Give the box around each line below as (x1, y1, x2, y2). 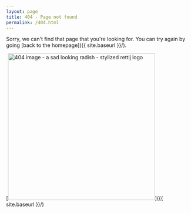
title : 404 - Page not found (6, 14, 78, 20)
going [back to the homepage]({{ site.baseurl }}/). (6, 42, 127, 49)
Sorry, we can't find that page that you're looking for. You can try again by (6, 36, 186, 43)
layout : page (6, 8, 38, 15)
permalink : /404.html (6, 19, 59, 25)
